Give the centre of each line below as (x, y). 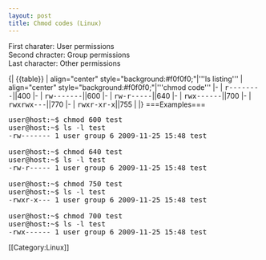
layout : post (30, 16)
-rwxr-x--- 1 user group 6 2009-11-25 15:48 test (108, 200)
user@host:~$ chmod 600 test (65, 120)
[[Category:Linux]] (39, 247)
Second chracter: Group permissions (69, 55)
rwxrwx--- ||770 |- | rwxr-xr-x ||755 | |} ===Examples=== (107, 104)
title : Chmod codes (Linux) (55, 23)
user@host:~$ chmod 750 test (65, 184)
